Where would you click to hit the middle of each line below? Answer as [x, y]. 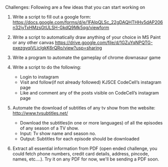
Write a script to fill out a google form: [52, 17]
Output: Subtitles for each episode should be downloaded [79, 139]
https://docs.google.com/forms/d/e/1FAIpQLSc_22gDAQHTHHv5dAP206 [88, 22]
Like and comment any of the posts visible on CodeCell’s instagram [89, 93]
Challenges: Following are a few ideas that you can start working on [75, 7]
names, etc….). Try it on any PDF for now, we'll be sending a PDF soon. [86, 159]
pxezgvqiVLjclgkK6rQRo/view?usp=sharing [57, 48]
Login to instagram [39, 77]
